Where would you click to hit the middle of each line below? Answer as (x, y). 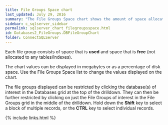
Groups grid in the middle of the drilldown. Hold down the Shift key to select (84, 103)
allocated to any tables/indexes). (39, 57)
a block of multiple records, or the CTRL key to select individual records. (80, 108)
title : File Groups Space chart (39, 10)
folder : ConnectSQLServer (32, 38)
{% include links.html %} (30, 118)
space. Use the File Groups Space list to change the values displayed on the (84, 72)
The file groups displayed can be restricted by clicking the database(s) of (81, 87)
